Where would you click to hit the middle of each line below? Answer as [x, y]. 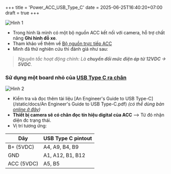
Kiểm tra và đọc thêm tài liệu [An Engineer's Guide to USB [74, 99]
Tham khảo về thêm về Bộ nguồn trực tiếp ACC [62, 43]
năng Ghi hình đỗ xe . [35, 38]
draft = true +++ [22, 13]
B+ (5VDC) [21, 147]
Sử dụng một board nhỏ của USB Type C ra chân [66, 77]
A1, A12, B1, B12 [64, 156]
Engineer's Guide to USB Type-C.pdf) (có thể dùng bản [106, 104]
